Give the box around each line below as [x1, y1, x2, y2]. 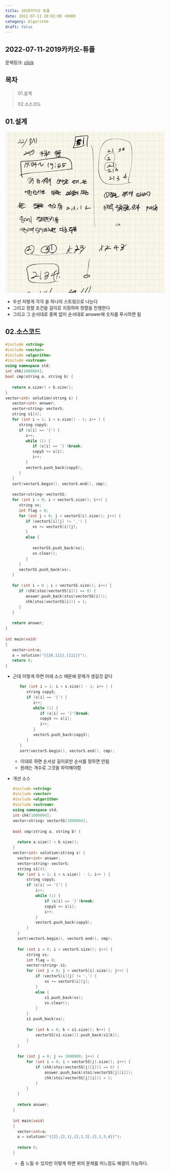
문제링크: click [5, 59, 34, 66]
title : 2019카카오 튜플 [5, 8, 50, 13]
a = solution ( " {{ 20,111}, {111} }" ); [12, 653, 87, 658]
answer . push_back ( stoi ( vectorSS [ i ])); [25, 593, 108, 599]
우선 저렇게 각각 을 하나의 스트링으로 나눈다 [12, 298, 98, 304]
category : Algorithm [5, 19, 49, 24]
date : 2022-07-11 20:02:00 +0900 [5, 13, 76, 19]
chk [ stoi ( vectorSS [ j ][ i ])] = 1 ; [45, 1075, 113, 1081]
